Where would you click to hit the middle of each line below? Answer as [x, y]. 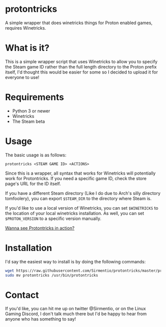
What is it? [27, 48]
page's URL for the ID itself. [33, 183]
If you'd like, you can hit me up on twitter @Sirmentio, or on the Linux [76, 309]
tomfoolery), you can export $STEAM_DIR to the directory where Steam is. [78, 198]
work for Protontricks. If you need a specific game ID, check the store [76, 178]
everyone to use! [22, 77]
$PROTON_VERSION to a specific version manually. [53, 218]
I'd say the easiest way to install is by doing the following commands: [75, 261]
